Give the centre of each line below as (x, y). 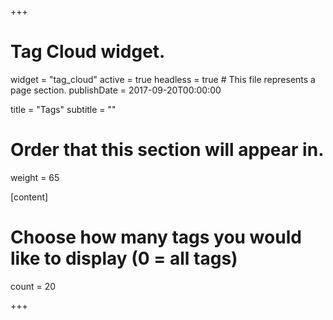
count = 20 (33, 286)
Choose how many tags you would (156, 237)
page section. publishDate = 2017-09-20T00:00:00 (116, 90)
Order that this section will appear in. (167, 150)
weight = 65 (35, 177)
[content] (29, 197)
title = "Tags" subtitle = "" (63, 109)
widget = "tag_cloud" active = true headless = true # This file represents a (163, 79)
